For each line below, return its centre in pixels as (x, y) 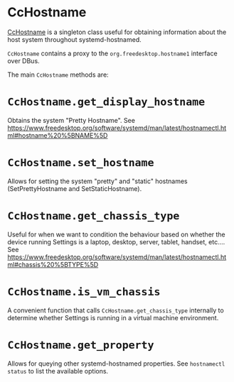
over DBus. (24, 60)
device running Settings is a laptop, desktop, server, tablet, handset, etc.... (116, 241)
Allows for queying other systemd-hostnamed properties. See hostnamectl (116, 364)
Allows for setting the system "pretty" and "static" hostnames (97, 181)
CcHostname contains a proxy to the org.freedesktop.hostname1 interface (113, 53)
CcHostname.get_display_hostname (106, 102)
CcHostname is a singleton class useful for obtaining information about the (117, 32)
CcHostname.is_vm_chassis (84, 291)
